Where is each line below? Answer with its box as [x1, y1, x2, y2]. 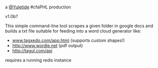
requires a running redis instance [5, 57, 72, 63]
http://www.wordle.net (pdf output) [12, 43, 83, 48]
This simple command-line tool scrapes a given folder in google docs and [5, 23, 153, 29]
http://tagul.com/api [12, 48, 53, 53]
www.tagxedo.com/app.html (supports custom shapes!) [12, 37, 125, 43]
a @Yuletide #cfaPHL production [5, 4, 71, 10]
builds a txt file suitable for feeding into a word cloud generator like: [5, 28, 141, 34]
